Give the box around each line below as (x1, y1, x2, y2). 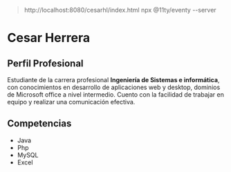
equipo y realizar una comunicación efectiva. (7, 98, 136, 106)
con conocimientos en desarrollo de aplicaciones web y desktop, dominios (7, 83, 221, 91)
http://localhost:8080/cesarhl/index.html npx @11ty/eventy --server (24, 6, 216, 14)
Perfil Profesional (7, 57, 84, 69)
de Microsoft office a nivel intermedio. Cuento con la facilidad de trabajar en (7, 90, 225, 99)
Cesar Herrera (7, 30, 91, 46)
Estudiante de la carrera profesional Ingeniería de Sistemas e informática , (7, 76, 220, 84)
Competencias (7, 117, 72, 130)
